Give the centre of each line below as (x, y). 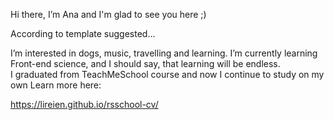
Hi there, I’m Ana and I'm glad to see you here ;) (108, 14)
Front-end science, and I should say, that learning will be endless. (145, 63)
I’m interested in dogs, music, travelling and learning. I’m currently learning (164, 53)
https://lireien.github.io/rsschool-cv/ (84, 104)
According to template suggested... (83, 33)
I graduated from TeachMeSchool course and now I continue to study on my (167, 74)
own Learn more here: (56, 85)
